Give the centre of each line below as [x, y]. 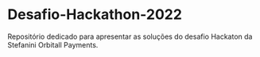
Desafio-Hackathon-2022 [95, 15]
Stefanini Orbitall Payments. [53, 44]
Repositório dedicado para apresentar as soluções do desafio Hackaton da [130, 36]
